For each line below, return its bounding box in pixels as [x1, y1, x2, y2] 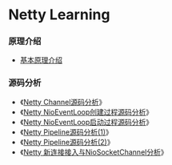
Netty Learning [8, 6, 110, 24]
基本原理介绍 [19, 55, 62, 65]
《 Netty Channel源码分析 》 [19, 97, 106, 107]
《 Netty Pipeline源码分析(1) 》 [19, 127, 114, 137]
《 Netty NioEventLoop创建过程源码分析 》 [19, 107, 154, 117]
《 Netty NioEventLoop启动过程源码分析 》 [19, 117, 154, 127]
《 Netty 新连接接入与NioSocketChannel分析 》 [19, 147, 168, 157]
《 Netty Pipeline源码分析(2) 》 [19, 137, 114, 147]
